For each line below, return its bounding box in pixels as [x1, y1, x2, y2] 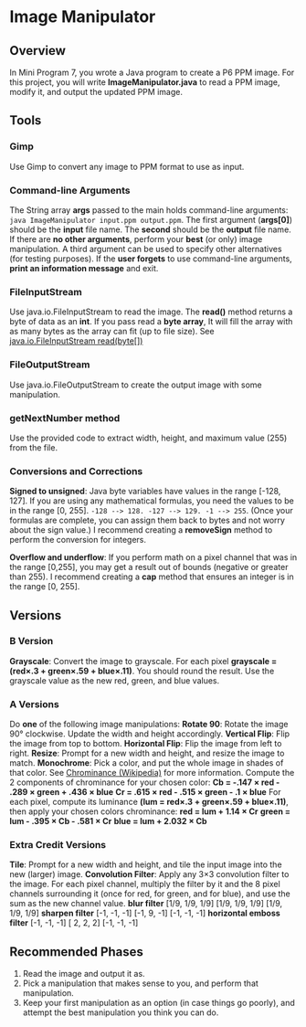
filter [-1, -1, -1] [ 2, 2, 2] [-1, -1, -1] [9, 917, 139, 928]
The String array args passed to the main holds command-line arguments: [9, 204, 289, 216]
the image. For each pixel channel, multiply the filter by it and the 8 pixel [9, 879, 280, 890]
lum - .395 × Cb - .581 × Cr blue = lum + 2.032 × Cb [9, 816, 207, 827]
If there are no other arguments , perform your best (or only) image [9, 233, 263, 244]
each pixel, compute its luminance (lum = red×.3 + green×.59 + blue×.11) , [9, 797, 290, 808]
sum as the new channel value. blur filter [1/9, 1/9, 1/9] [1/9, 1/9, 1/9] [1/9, [9, 898, 283, 909]
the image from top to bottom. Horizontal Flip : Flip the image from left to [9, 738, 282, 749]
